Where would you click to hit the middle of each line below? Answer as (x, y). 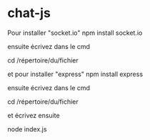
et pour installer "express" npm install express (75, 74)
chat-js (29, 13)
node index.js (27, 129)
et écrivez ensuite (34, 115)
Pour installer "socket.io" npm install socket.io (75, 33)
